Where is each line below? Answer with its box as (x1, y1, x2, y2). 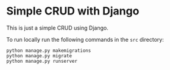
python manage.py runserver (6, 58, 78, 64)
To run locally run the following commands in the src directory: (6, 36, 165, 43)
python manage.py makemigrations (6, 47, 91, 54)
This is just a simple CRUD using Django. (6, 24, 108, 31)
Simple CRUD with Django (6, 4, 140, 18)
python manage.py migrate (6, 52, 72, 59)
